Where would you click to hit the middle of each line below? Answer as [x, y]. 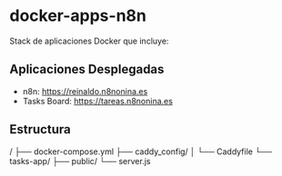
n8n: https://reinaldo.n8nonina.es [85, 91]
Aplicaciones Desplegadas [87, 69]
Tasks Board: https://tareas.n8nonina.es [97, 101]
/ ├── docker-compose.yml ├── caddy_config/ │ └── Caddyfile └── [141, 152]
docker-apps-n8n [78, 16]
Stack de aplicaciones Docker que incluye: [89, 41]
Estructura [40, 129]
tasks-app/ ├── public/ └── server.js [80, 161]
